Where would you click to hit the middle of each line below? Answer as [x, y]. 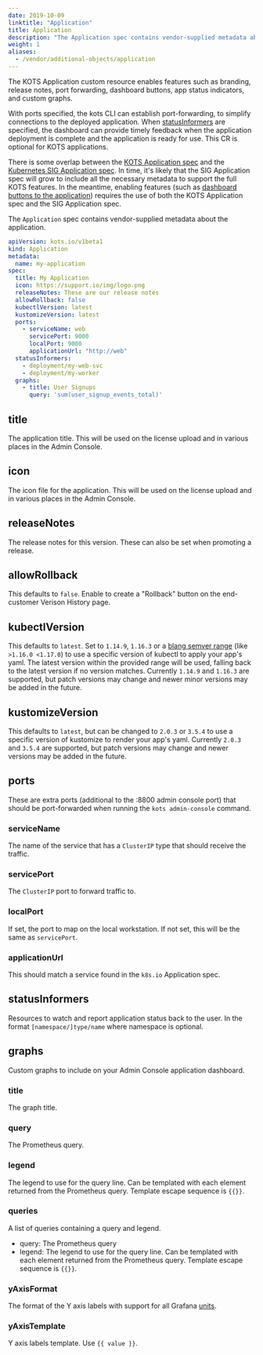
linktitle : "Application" [50, 23]
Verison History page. [76, 602]
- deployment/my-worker [61, 373]
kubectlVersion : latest [54, 307]
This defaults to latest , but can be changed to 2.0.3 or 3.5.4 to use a [121, 731]
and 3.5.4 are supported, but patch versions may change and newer [118, 748]
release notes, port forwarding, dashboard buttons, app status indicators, [126, 89]
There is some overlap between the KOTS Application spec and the [116, 162]
